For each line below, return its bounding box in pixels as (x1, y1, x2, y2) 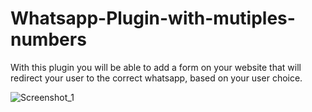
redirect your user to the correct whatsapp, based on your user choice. (10, 72, 303, 84)
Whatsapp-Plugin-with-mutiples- (10, 7, 296, 30)
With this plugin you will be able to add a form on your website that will (10, 61, 302, 73)
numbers (10, 28, 87, 51)
